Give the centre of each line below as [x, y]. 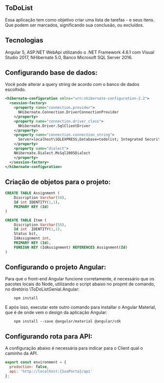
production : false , [29, 367]
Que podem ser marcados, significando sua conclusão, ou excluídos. [74, 25]
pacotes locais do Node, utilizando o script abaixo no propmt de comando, [80, 284]
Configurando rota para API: [49, 336]
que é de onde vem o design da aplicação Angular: [56, 313]
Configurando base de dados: [51, 73]
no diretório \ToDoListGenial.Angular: [42, 289]
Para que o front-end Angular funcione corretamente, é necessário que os [80, 279]
